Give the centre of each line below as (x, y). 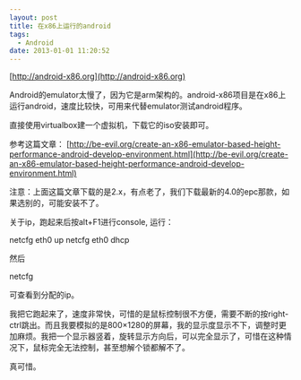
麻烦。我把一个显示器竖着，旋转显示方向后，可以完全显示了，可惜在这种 (150, 336)
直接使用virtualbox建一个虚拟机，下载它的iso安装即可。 (112, 125)
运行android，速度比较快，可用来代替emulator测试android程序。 (129, 106)
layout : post (34, 17)
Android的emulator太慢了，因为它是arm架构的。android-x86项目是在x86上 (148, 95)
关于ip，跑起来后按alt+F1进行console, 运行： (91, 222)
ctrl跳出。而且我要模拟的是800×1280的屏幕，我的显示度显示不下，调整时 (144, 325)
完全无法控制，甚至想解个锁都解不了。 (119, 348)
